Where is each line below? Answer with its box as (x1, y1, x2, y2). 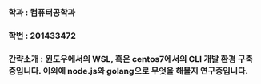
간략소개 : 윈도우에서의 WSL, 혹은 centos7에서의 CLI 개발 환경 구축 (8, 53, 254, 64)
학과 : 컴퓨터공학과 (8, 6, 76, 17)
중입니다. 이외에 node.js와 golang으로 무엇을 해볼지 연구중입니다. (8, 65, 248, 76)
